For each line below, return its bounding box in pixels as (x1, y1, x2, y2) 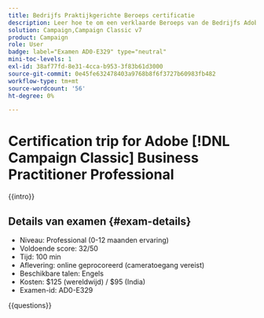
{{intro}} (8, 192, 35, 201)
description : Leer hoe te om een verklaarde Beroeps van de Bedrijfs (8, 19, 241, 27)
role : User (8, 41, 44, 49)
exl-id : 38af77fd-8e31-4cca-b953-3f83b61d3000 (8, 63, 163, 71)
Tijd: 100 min (19, 252, 61, 261)
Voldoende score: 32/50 (19, 244, 98, 253)
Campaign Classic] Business (8, 149, 199, 167)
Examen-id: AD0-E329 (19, 286, 93, 294)
